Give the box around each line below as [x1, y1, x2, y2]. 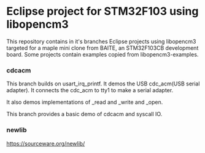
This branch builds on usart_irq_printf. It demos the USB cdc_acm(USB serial [6, 80, 200, 87]
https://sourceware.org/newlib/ [6, 139, 85, 147]
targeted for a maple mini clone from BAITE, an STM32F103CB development [6, 44, 199, 52]
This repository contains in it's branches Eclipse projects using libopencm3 [6, 37, 196, 45]
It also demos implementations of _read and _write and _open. [6, 98, 163, 106]
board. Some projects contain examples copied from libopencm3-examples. [6, 50, 199, 58]
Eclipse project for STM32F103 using [6, 4, 199, 18]
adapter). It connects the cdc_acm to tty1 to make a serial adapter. [6, 87, 174, 94]
